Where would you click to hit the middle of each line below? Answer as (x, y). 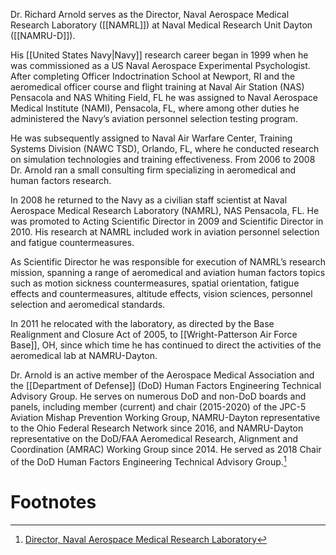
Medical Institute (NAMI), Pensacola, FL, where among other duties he (155, 108)
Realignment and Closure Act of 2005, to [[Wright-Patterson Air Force (154, 334)
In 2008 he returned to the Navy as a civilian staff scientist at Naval (149, 200)
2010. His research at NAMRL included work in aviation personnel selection (165, 232)
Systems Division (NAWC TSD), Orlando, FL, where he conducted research (165, 148)
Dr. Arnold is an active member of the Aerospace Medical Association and (162, 375)
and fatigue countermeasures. (72, 242)
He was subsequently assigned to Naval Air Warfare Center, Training (151, 138)
